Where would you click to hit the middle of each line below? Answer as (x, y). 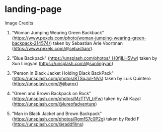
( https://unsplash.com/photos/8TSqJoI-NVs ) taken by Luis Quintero (81, 78)
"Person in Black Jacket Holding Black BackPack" (63, 73)
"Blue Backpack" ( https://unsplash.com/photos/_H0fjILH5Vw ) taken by (84, 58)
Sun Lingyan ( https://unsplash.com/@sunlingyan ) (63, 63)
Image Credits (19, 23)
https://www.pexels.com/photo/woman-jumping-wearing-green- (80, 38)
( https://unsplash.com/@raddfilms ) (48, 124)
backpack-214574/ (31, 43)
